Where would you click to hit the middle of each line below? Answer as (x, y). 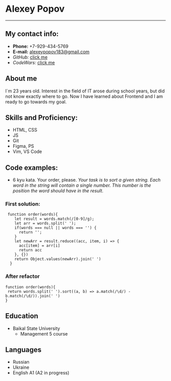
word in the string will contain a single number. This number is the (82, 185)
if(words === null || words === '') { (55, 228)
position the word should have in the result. (58, 191)
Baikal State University (36, 328)
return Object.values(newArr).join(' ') (58, 259)
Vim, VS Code (27, 151)
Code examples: (32, 168)
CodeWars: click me (34, 62)
